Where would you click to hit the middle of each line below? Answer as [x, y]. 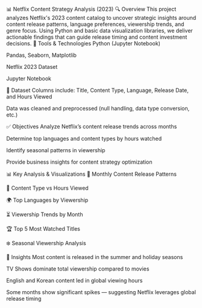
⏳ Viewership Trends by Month [45, 214]
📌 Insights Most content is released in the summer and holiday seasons [95, 257]
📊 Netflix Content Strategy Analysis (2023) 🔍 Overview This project [91, 9]
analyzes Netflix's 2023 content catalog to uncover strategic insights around [101, 18]
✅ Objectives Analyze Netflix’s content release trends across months [92, 127]
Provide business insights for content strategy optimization [79, 162]
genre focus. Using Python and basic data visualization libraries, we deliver [99, 30]
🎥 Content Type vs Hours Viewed [47, 188]
